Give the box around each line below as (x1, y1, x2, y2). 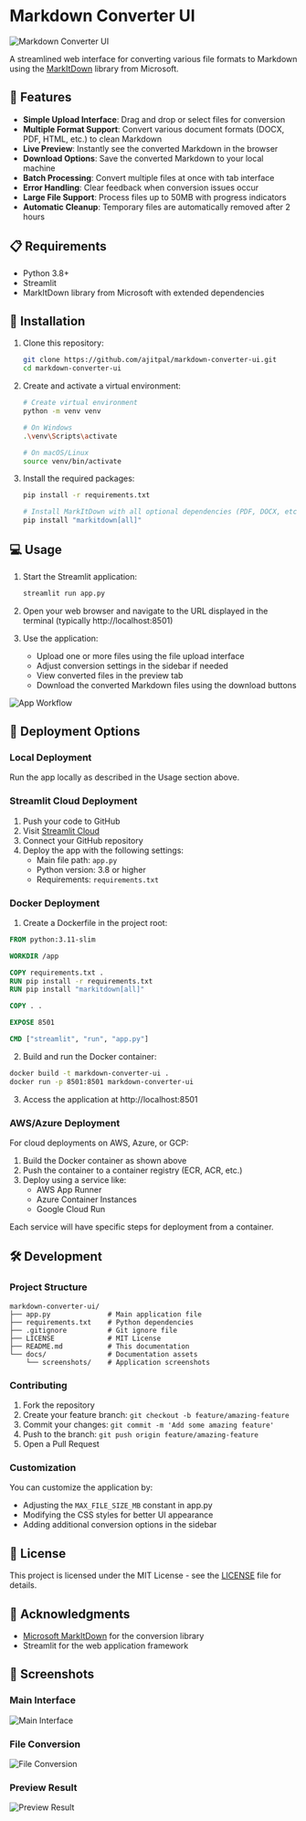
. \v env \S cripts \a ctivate (22, 431, 118, 441)
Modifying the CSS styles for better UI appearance (22, 1509, 214, 1520)
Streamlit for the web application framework (22, 1640, 189, 1651)
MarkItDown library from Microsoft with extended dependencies (22, 287, 265, 298)
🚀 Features (9, 90, 72, 105)
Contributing (9, 1379, 68, 1391)
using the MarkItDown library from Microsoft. (9, 63, 180, 74)
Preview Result (9, 1781, 78, 1794)
